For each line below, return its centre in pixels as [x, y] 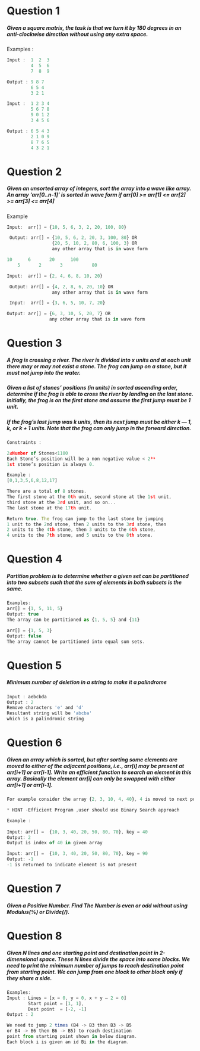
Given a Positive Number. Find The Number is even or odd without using [97, 905]
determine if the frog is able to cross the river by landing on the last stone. [100, 394]
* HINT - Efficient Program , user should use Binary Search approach [93, 810]
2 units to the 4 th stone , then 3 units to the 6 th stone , [81, 530]
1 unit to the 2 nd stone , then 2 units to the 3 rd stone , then [87, 524]
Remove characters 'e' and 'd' [45, 708]
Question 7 [34, 889]
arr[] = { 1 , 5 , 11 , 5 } [35, 609]
